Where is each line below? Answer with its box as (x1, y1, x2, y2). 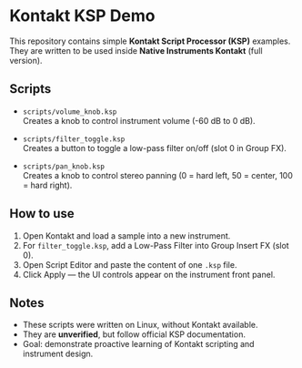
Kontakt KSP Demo (9, 5, 156, 26)
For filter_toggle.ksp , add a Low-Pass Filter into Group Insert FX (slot (22, 240, 289, 250)
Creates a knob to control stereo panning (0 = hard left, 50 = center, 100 (22, 169, 294, 180)
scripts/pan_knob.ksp (22, 161, 105, 171)
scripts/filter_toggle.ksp (22, 134, 126, 144)
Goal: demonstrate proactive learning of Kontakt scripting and (22, 339, 255, 350)
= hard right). (22, 179, 73, 190)
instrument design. (22, 348, 94, 360)
